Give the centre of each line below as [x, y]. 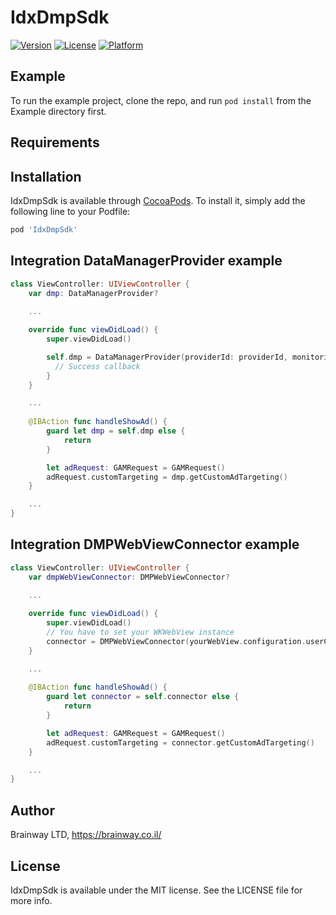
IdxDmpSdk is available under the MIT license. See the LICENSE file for [156, 890]
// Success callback [97, 366]
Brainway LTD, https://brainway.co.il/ [86, 835]
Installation [46, 176]
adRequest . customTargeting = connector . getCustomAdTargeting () [180, 742]
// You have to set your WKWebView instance [140, 632]
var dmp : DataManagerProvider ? [93, 293]
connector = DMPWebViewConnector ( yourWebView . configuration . [176, 641]
